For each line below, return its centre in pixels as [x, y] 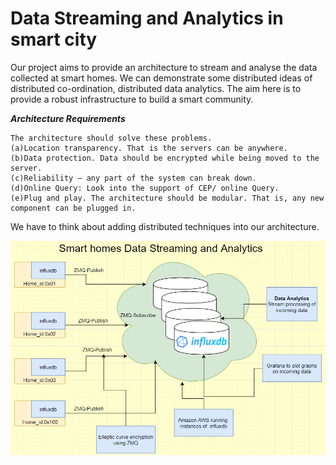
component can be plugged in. [73, 208]
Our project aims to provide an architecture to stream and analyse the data [164, 67]
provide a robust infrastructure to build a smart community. [132, 99]
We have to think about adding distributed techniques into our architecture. [165, 226]
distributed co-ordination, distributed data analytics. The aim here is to [156, 88]
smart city [54, 39]
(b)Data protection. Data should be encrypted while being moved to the [165, 158]
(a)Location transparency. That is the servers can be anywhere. [149, 148]
